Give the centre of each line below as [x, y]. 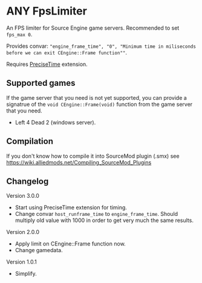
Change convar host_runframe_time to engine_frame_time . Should [96, 214]
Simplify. [26, 274]
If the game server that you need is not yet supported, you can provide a [97, 97]
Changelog [28, 181]
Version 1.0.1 [22, 262]
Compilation [30, 141]
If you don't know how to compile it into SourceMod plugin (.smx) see [93, 156]
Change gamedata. [39, 250]
